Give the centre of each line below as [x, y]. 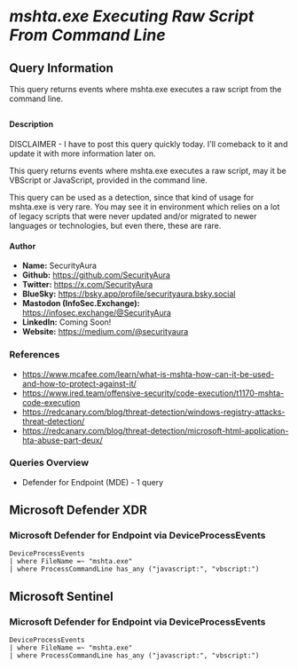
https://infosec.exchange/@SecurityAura [96, 313]
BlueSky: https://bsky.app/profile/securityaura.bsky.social [129, 294]
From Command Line [87, 35]
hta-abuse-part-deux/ [63, 440]
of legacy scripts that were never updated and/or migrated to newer [133, 216]
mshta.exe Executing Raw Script [132, 16]
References [35, 355]
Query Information [61, 68]
